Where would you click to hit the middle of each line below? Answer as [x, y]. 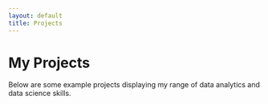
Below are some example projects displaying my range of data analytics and [134, 85]
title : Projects [35, 23]
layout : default [35, 16]
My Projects [49, 63]
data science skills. [40, 94]
